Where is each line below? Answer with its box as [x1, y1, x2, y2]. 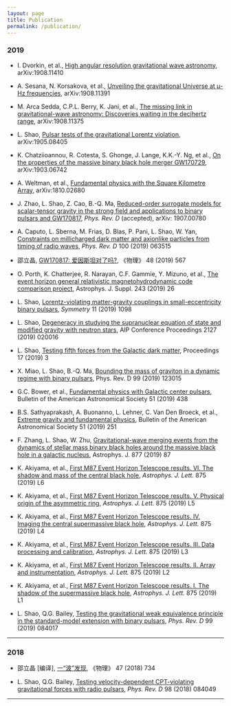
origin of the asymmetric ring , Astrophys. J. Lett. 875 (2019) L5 [16, 499, 195, 507]
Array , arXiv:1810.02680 [16, 186, 85, 194]
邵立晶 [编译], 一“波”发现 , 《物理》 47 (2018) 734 [16, 663, 156, 672]
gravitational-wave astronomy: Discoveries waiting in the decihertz [16, 109, 207, 117]
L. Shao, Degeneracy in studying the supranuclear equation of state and [16, 318, 221, 326]
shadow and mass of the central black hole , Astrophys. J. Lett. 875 [16, 471, 206, 479]
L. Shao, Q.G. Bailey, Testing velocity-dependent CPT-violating [16, 677, 195, 685]
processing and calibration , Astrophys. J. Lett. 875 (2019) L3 [16, 547, 189, 556]
